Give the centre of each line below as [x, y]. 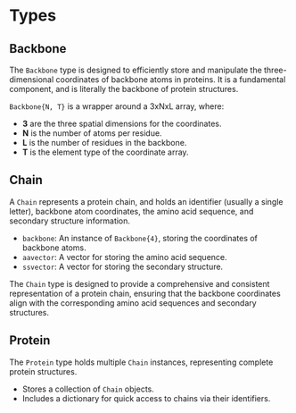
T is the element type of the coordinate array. [105, 152]
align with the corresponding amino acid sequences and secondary [133, 303]
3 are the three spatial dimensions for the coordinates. [122, 123]
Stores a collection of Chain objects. [88, 389]
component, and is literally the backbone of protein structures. [124, 89]
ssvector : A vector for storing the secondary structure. [123, 266]
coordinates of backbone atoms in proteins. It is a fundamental [171, 80]
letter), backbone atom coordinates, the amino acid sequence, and [132, 211]
